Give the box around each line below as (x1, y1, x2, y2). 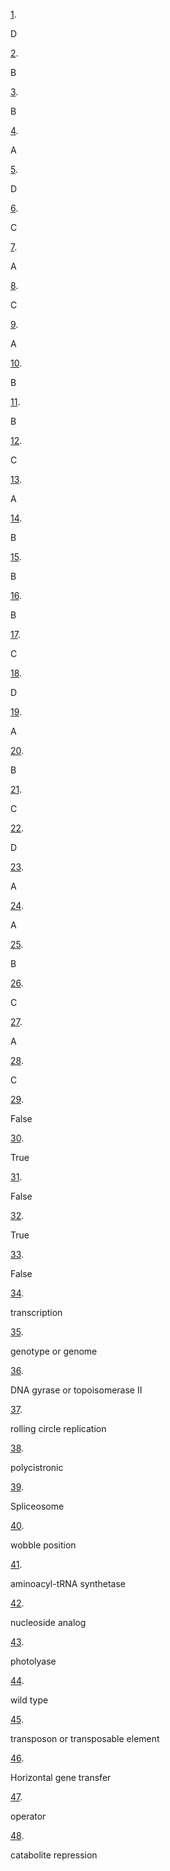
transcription (10, 1307, 63, 1318)
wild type (10, 1694, 49, 1706)
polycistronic (10, 1462, 64, 1473)
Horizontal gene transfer (10, 1772, 112, 1783)
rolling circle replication (10, 1423, 107, 1434)
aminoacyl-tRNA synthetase (10, 1578, 127, 1589)
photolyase (10, 1655, 57, 1667)
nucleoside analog (10, 1617, 87, 1628)
